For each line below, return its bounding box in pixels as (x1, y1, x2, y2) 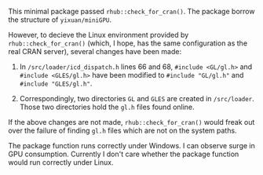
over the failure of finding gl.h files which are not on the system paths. (8, 126, 237, 135)
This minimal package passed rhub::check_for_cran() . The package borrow (8, 7, 255, 16)
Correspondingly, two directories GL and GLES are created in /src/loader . (19, 94, 255, 103)
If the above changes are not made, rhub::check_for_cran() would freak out (8, 118, 255, 126)
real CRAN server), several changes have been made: (8, 47, 182, 56)
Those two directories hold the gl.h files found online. (19, 102, 195, 111)
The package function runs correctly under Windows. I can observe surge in (8, 141, 255, 150)
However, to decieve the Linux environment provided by (8, 31, 189, 39)
